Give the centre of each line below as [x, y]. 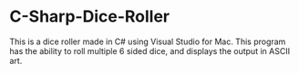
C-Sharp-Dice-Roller [90, 17]
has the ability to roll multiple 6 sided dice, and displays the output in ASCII [149, 50]
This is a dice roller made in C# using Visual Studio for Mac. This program [148, 41]
